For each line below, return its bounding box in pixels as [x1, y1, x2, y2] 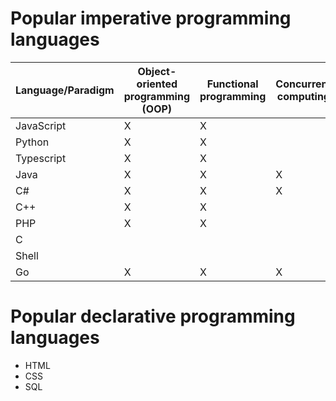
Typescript [15, 151, 67, 165]
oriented [136, 77, 178, 91]
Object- [137, 64, 177, 78]
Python [15, 135, 50, 149]
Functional [206, 77, 259, 91]
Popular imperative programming [10, 7, 292, 30]
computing [276, 89, 330, 103]
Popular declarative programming [10, 305, 296, 328]
